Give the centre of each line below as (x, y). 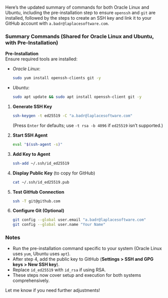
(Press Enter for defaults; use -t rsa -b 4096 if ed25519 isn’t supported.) (88, 125)
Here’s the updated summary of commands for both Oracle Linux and (77, 7)
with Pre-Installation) (32, 42)
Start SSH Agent (30, 135)
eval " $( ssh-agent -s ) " (38, 144)
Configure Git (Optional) (38, 211)
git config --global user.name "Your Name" (59, 225)
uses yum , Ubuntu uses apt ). (41, 254)
